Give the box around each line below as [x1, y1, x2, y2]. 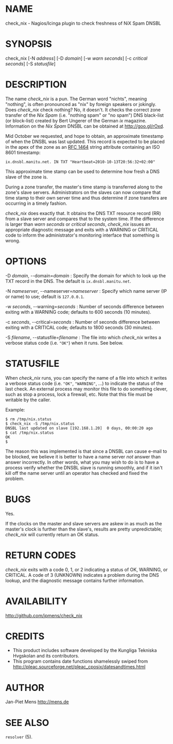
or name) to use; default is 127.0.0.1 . [5, 293, 84, 299]
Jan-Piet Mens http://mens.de [5, 699, 69, 705]
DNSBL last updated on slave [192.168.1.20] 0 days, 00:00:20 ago [5, 426, 153, 431]
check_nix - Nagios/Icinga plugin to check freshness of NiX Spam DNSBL [5, 20, 161, 26]
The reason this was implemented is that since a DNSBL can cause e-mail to [5, 448, 167, 454]
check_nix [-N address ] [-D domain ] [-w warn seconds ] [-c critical [5, 55, 148, 61]
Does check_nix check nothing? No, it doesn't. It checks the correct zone [5, 107, 161, 113]
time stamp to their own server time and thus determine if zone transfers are [5, 194, 167, 201]
